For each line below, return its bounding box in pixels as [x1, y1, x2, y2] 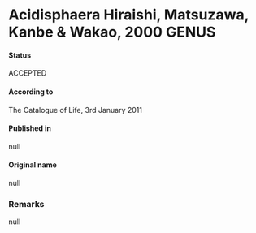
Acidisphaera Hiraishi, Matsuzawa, [8, 6, 249, 24]
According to [8, 87, 54, 97]
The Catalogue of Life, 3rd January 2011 [8, 105, 142, 114]
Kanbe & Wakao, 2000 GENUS [8, 23, 216, 41]
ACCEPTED [8, 68, 47, 78]
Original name [8, 160, 57, 170]
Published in [8, 123, 51, 133]
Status [8, 50, 32, 60]
